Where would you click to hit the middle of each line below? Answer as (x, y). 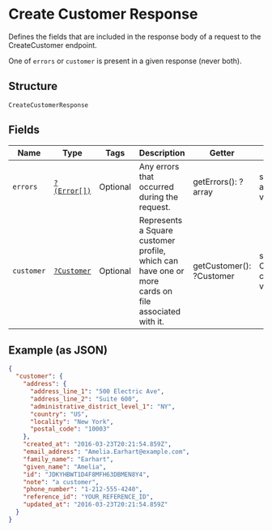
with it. (151, 321)
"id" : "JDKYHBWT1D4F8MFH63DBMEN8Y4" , (87, 474)
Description (162, 152)
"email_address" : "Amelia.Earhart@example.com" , (106, 452)
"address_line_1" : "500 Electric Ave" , (97, 392)
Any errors (159, 166)
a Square (156, 230)
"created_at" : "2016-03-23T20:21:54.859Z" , (98, 444)
